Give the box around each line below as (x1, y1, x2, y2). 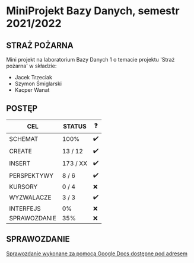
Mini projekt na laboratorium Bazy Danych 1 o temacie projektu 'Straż (6, 56, 175, 63)
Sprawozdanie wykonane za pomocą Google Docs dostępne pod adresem (6, 250, 188, 257)
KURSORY (9, 182, 38, 191)
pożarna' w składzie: (6, 62, 57, 69)
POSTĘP (6, 104, 37, 114)
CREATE (9, 147, 33, 155)
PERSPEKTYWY (9, 172, 54, 180)
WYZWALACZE (9, 194, 52, 202)
